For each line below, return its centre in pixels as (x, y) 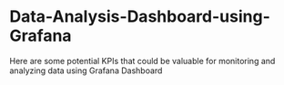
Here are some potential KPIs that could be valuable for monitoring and (142, 61)
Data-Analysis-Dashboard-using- (140, 17)
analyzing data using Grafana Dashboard (86, 71)
